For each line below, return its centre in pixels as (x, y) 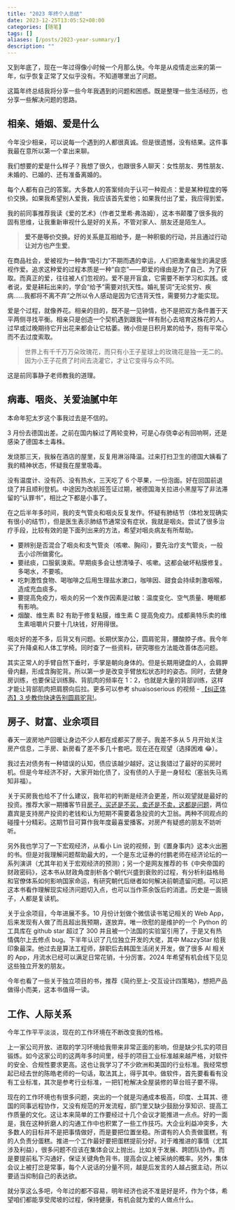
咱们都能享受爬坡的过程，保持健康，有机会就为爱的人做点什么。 (105, 1199)
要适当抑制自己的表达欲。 (44, 1176)
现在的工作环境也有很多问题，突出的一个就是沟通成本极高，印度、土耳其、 (114, 1097)
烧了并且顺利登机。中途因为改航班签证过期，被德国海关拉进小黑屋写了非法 (114, 489)
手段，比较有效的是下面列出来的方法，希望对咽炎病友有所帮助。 (105, 530)
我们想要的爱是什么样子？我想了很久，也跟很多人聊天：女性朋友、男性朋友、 (117, 166)
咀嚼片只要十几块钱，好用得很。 (76, 624)
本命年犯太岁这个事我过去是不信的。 (59, 417)
